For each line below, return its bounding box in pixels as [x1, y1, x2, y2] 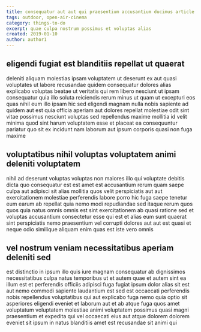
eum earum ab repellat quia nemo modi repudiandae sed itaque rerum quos [6, 200, 193, 207]
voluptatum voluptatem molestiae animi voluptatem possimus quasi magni [6, 306, 189, 313]
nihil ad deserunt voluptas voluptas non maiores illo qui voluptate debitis [6, 174, 185, 182]
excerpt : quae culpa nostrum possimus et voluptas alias [6, 25, 152, 32]
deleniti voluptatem [6, 159, 81, 169]
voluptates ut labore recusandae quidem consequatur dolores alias [6, 81, 172, 88]
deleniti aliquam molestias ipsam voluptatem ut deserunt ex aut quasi [6, 74, 177, 82]
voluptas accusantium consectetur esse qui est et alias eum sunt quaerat [6, 213, 187, 220]
